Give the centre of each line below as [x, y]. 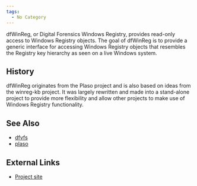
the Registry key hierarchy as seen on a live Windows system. [82, 53]
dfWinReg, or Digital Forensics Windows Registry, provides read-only [91, 34]
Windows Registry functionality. [45, 105]
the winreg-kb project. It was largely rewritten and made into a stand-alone [98, 92]
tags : [13, 12]
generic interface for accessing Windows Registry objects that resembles [96, 46]
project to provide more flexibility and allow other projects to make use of [96, 98]
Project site [28, 177]
